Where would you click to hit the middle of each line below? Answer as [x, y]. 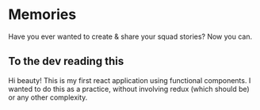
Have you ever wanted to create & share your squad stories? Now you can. [130, 36]
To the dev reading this [66, 61]
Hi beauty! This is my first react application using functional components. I [130, 80]
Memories [42, 15]
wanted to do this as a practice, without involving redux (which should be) [129, 89]
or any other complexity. [48, 97]
